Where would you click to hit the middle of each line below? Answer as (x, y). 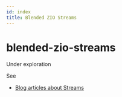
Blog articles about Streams (50, 88)
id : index (19, 12)
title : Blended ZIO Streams (42, 18)
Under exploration (29, 64)
